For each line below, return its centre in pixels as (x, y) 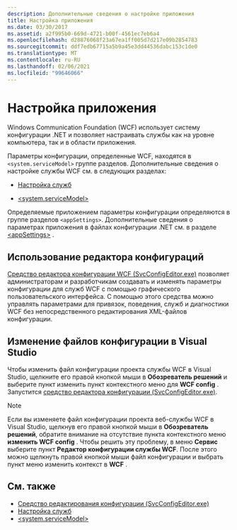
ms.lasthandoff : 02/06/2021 (49, 66)
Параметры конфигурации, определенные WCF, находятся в (99, 156)
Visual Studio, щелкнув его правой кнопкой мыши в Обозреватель (108, 427)
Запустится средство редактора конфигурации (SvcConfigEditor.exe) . (112, 392)
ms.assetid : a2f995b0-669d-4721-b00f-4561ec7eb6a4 (83, 34)
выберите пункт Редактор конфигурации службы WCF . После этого (112, 449)
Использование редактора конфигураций (105, 257)
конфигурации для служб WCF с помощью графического (94, 289)
